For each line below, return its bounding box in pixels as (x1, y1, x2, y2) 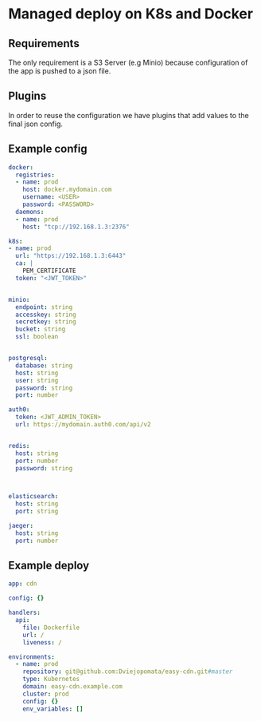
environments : (8, 652, 56, 661)
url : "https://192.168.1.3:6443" (15, 252, 127, 260)
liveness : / (22, 638, 62, 647)
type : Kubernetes (22, 675, 80, 683)
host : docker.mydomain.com (22, 185, 112, 194)
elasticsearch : (8, 493, 59, 501)
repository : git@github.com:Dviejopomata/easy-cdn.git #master (22, 668, 233, 675)
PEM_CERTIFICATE (22, 267, 77, 275)
